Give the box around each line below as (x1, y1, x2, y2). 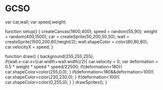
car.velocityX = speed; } (5, 44, 54, 50)
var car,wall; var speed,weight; (5, 19, 67, 25)
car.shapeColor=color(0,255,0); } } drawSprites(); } (5, 79, 107, 85)
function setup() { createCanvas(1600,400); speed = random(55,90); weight (5, 28, 158, 34)
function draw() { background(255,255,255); (5, 53, 94, 59)
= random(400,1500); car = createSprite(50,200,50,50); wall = (5, 34, 130, 39)
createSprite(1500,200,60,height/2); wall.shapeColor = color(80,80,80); (5, 38, 148, 44)
